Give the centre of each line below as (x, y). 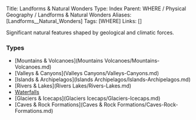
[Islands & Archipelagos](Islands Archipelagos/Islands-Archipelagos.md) (102, 80)
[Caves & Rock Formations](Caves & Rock (65, 105)
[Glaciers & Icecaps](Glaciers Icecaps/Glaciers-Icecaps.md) (87, 98)
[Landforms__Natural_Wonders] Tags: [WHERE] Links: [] (74, 21)
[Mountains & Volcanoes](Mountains (59, 61)
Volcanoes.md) (33, 67)
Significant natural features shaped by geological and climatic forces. (90, 33)
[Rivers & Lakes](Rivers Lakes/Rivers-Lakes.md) (73, 86)
